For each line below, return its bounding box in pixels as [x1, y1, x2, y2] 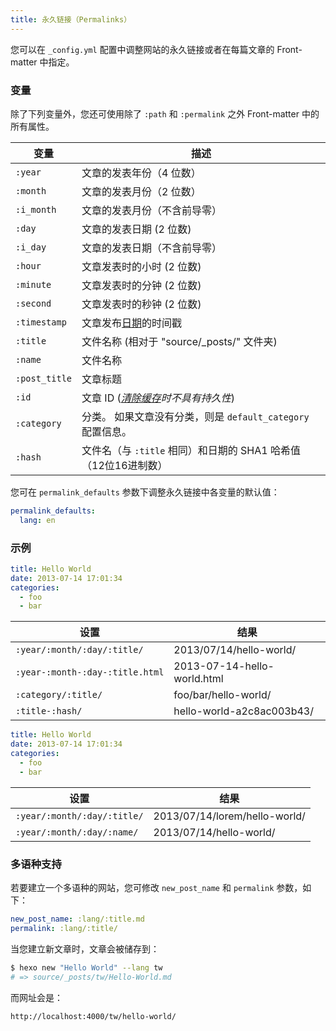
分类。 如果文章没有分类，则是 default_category [81, 409, 310, 423]
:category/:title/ [15, 689, 103, 701]
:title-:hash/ [15, 706, 83, 717]
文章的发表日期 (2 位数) [81, 222, 192, 236]
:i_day [15, 241, 47, 253]
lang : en [19, 515, 56, 525]
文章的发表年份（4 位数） [81, 166, 202, 180]
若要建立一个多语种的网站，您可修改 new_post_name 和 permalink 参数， [10, 882, 303, 894]
